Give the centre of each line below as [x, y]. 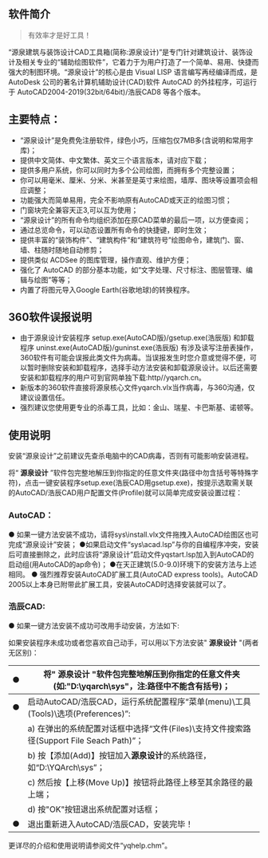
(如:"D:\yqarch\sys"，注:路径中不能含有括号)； [142, 686]
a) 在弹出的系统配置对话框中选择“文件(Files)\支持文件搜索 [135, 728]
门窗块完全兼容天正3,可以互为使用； [79, 210]
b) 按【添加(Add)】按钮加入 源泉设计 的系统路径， [119, 755]
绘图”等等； [53, 279]
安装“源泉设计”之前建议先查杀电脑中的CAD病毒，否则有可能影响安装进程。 [131, 456]
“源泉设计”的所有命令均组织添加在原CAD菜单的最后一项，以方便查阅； [135, 220]
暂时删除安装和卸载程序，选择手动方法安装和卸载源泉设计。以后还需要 [142, 368]
